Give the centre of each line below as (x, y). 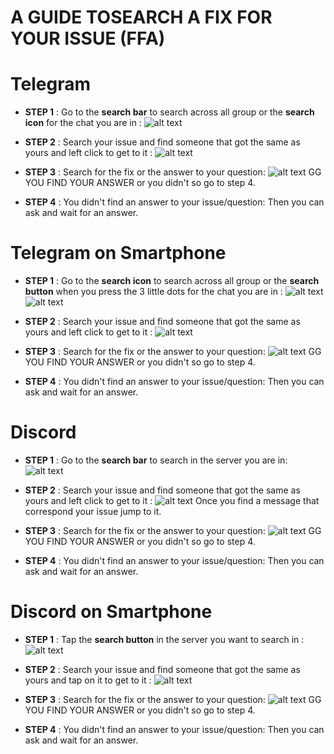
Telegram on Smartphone (118, 253)
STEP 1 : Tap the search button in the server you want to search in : (164, 639)
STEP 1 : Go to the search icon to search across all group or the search (172, 281)
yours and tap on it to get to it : (88, 680)
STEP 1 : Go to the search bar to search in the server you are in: (156, 460)
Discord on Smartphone (111, 612)
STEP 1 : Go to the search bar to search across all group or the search (169, 112)
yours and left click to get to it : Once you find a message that (172, 500)
